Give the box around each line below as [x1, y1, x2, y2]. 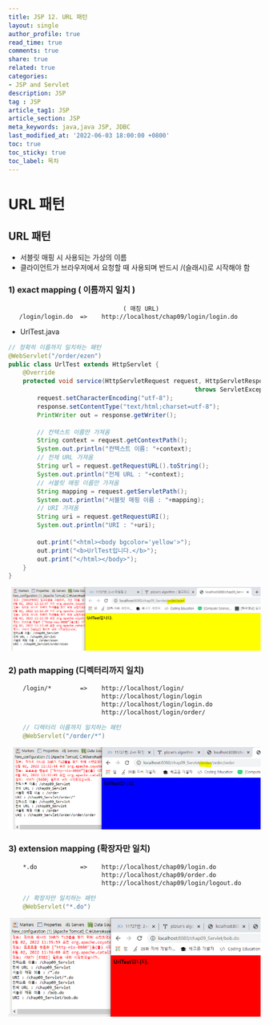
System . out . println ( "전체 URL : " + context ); [37, 470, 185, 478]
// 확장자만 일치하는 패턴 [22, 894, 96, 902]
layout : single [8, 21, 59, 30]
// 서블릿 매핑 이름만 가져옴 [37, 479, 119, 487]
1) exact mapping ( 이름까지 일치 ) [8, 284, 136, 296]
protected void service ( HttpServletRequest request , [22, 378, 203, 386]
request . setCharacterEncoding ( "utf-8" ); [37, 394, 174, 402]
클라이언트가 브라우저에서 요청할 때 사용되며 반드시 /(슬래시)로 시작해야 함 [19, 262, 251, 272]
